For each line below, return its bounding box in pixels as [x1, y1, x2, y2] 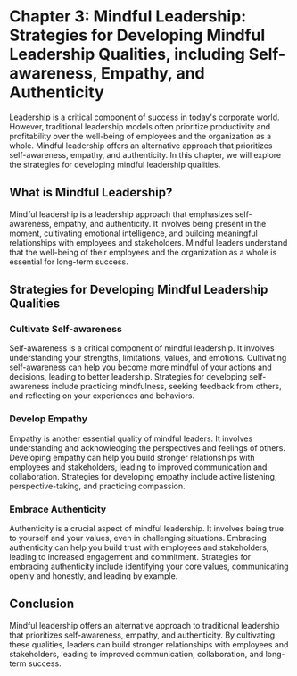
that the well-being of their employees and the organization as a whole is [9, 246, 277, 257]
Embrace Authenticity [9, 503, 107, 515]
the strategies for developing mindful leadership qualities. [9, 159, 221, 170]
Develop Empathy [9, 413, 87, 425]
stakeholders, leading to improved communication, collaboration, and [9, 648, 264, 659]
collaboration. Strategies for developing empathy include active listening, [9, 471, 277, 481]
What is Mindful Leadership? [9, 185, 173, 200]
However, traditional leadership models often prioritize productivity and [9, 121, 271, 131]
